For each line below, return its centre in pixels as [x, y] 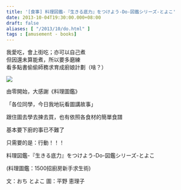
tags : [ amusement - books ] [42, 34]
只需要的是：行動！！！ [35, 143]
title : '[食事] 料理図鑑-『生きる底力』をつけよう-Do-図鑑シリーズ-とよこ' [91, 12]
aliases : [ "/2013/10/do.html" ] [48, 29]
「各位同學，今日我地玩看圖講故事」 [51, 104]
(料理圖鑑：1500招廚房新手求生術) [49, 168]
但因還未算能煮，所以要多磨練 [43, 60]
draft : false [23, 23]
